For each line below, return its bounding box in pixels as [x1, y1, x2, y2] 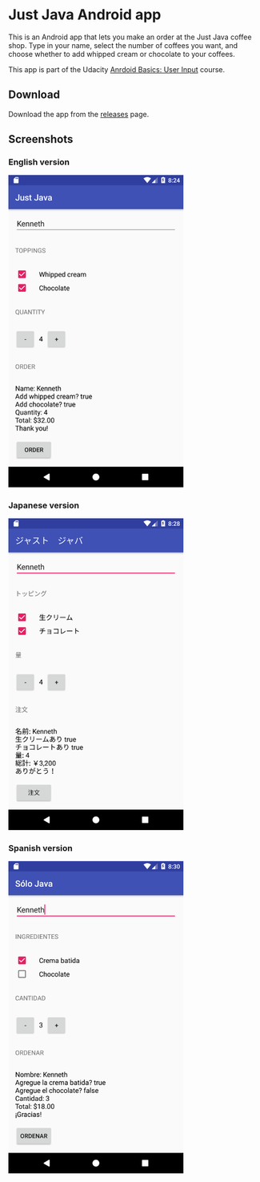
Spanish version [8, 843, 74, 854]
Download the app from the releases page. [8, 109, 150, 119]
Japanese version [8, 500, 80, 511]
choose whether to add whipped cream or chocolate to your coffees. [8, 49, 235, 59]
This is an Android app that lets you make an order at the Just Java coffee [8, 32, 252, 42]
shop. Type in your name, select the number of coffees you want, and [8, 40, 238, 50]
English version [8, 156, 70, 168]
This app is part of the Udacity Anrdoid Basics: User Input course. [8, 64, 226, 74]
